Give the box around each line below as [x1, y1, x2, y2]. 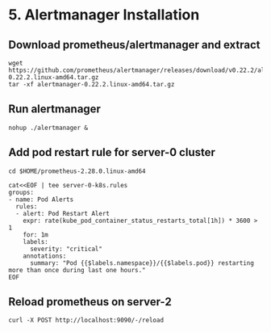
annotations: [23, 252, 67, 260]
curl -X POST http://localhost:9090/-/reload [8, 317, 164, 325]
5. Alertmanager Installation [8, 6, 200, 24]
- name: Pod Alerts [8, 195, 74, 204]
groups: [8, 188, 35, 196]
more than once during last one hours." [8, 266, 147, 274]
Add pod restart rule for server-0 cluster [8, 145, 216, 159]
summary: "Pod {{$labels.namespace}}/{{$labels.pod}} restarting [29, 258, 254, 267]
